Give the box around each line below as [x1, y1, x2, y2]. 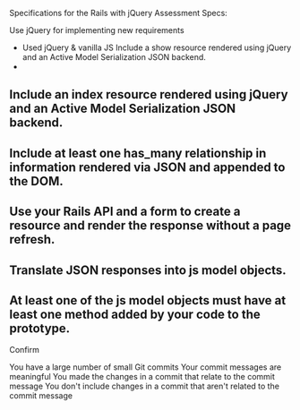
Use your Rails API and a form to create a [9, 204, 241, 219]
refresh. [9, 232, 56, 247]
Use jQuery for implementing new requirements [9, 25, 185, 35]
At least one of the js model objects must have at [9, 293, 287, 308]
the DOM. [9, 174, 64, 189]
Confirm [9, 345, 40, 355]
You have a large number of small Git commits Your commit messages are [9, 362, 282, 372]
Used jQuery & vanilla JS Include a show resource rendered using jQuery [21, 42, 292, 53]
